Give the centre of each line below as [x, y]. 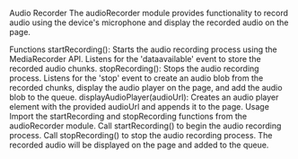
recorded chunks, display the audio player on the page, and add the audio [146, 88]
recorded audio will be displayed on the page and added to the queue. [139, 145]
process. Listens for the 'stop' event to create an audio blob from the [136, 78]
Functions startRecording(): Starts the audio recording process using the [143, 49]
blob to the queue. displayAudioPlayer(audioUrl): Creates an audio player [144, 97]
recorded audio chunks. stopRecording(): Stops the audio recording [134, 68]
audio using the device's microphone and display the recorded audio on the [149, 22]
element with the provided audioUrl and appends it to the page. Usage [139, 106]
